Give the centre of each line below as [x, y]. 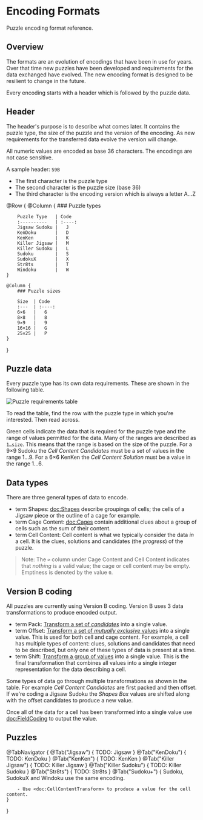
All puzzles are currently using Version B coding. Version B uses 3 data [95, 606]
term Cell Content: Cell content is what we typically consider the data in [105, 535]
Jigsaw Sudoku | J [43, 227]
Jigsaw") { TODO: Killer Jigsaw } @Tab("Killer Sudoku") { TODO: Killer [94, 765]
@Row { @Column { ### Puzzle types [54, 205]
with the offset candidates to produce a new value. [70, 700]
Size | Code [34, 301]
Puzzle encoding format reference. [50, 28]
